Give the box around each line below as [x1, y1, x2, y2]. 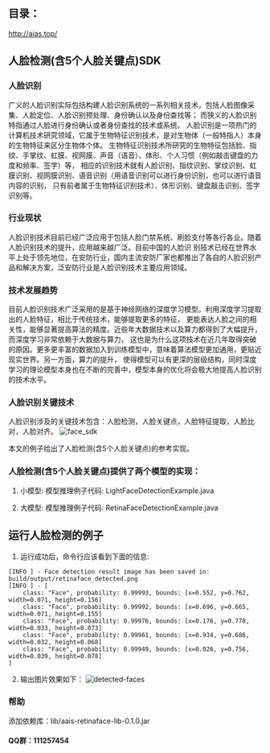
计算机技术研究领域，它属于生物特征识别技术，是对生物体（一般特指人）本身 [8, 130, 262, 140]
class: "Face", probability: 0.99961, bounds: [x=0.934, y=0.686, [22, 631, 250, 639]
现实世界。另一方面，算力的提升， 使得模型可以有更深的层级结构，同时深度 [8, 355, 257, 364]
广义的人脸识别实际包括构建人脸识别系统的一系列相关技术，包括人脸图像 [8, 100, 247, 109]
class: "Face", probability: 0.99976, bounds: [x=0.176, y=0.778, [22, 617, 250, 625]
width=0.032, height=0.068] [8, 638, 103, 646]
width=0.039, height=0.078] [8, 652, 103, 660]
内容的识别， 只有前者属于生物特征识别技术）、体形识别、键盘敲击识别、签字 [8, 180, 260, 190]
